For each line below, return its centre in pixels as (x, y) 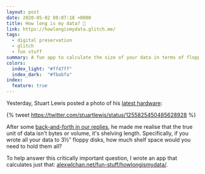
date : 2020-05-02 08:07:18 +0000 (49, 18)
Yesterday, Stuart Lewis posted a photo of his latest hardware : (85, 103)
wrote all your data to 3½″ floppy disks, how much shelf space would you (99, 140)
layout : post (23, 12)
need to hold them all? (34, 146)
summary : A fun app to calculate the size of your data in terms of (95, 57)
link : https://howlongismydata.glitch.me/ (61, 29)
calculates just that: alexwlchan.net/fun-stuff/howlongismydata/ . (87, 165)
